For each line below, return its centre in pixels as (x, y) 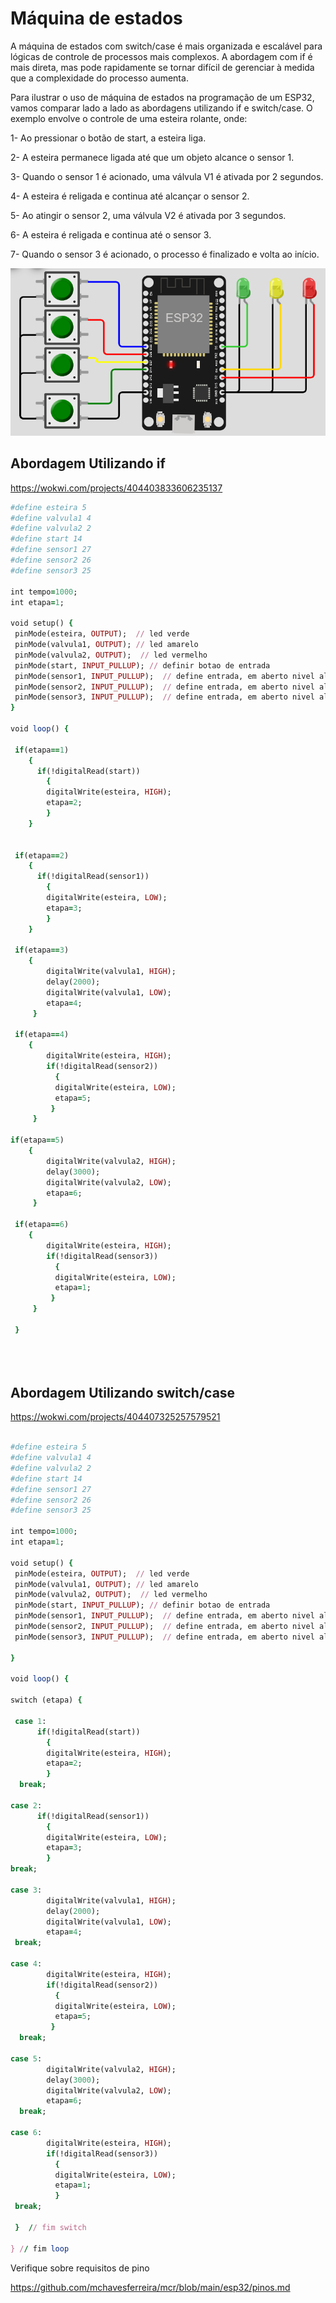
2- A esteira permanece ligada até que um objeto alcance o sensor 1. (152, 157)
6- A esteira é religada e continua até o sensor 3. (111, 234)
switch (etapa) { (46, 1700)
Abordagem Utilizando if (88, 463)
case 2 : (26, 1805)
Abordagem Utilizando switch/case (123, 1392)
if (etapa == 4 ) (42, 1035)
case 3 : (26, 1890)
